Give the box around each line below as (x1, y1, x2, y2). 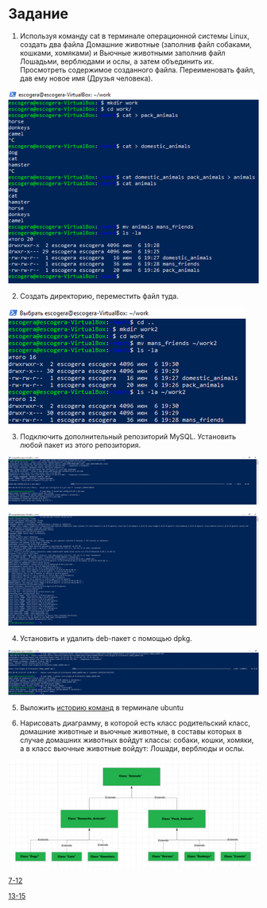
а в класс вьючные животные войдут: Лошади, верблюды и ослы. (19, 743, 245, 753)
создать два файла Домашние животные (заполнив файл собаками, (19, 39, 252, 49)
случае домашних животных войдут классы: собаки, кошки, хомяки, (19, 735, 254, 745)
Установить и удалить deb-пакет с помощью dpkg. (19, 633, 192, 643)
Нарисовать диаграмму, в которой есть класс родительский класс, (19, 718, 251, 728)
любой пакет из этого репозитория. (19, 440, 141, 450)
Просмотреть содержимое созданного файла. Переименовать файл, (19, 65, 256, 74)
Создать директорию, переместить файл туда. (19, 291, 179, 301)
